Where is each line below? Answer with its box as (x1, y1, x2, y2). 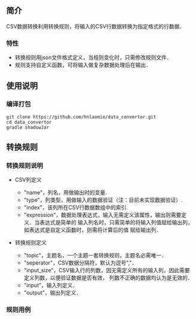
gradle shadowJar (6, 124, 50, 130)
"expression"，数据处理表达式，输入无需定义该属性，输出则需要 (23, 211, 182, 218)
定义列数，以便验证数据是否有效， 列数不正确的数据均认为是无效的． (23, 274, 193, 281)
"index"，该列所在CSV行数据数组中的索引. (23, 204, 128, 211)
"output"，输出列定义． (23, 289, 82, 296)
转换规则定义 (14, 239, 47, 247)
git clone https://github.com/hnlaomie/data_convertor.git (6, 114, 157, 120)
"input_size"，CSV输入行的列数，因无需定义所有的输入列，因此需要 (23, 267, 190, 274)
